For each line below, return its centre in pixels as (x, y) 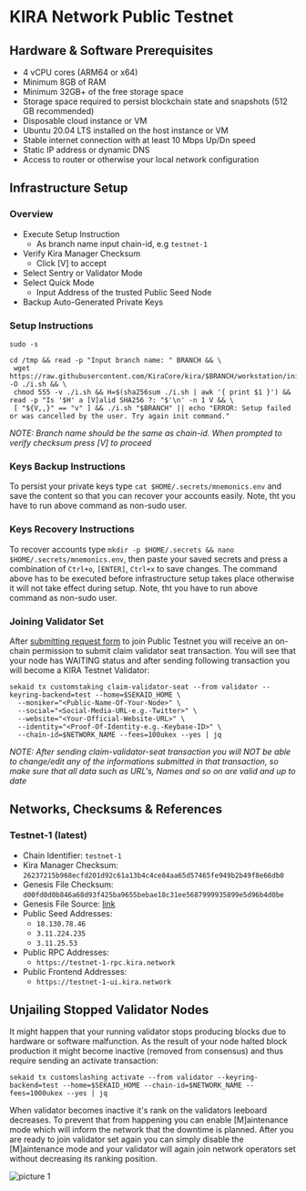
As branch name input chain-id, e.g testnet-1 (122, 243)
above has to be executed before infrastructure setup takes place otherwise (152, 578)
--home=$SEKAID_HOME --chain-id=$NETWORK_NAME (153, 1086)
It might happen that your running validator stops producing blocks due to (148, 1031)
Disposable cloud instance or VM (85, 121)
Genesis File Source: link (69, 904)
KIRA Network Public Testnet (122, 17)
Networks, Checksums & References (116, 809)
